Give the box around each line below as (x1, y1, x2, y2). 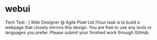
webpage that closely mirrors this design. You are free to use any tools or (5, 24, 152, 30)
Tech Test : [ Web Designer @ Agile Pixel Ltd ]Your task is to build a (5, 19, 140, 25)
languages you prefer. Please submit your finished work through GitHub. (5, 29, 150, 35)
